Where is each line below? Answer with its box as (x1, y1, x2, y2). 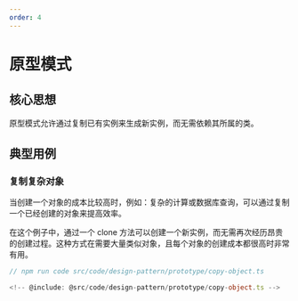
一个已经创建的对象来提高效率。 (9, 208, 126, 219)
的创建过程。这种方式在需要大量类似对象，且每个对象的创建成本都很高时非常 (9, 238, 290, 249)
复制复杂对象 (9, 175, 65, 187)
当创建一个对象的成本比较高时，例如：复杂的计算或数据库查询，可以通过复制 (9, 197, 290, 207)
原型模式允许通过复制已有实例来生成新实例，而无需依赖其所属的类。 (9, 118, 259, 128)
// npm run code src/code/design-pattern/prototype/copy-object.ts (9, 267, 265, 276)
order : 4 (9, 12, 42, 22)
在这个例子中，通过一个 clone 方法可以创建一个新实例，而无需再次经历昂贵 (9, 227, 284, 238)
